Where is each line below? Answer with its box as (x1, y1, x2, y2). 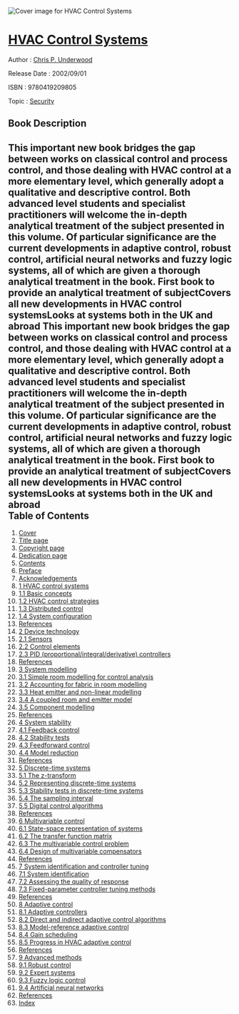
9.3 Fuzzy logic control (18, 976, 86, 985)
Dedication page (18, 552, 67, 560)
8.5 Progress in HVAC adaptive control (18, 938, 131, 947)
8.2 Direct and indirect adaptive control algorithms (18, 916, 166, 924)
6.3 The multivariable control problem (18, 839, 129, 848)
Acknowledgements (18, 574, 78, 583)
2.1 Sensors (18, 635, 53, 644)
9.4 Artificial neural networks (18, 983, 104, 992)
